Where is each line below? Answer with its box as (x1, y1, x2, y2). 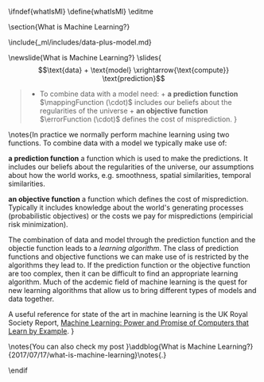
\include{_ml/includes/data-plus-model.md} (8, 37, 153, 47)
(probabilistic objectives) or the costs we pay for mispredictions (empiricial (8, 211, 253, 221)
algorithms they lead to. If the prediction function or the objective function (8, 260, 250, 269)
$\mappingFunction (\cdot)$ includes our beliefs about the (39, 98, 232, 106)
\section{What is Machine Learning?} (8, 22, 130, 31)
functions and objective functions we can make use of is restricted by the (8, 252, 249, 261)
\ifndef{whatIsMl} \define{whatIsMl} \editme (8, 7, 153, 16)
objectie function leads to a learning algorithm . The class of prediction (8, 244, 239, 253)
